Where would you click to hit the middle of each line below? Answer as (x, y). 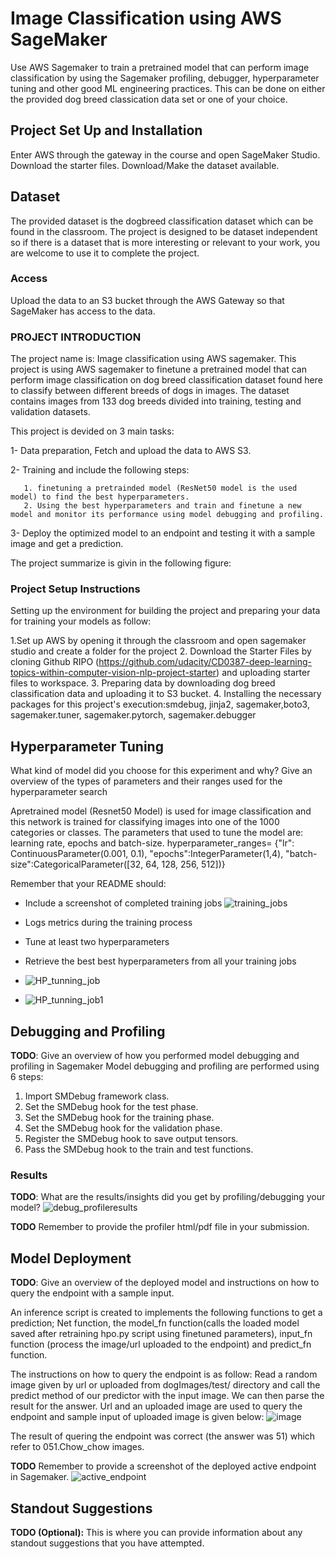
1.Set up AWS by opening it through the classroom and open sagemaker (158, 641)
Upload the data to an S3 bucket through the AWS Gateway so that (147, 300)
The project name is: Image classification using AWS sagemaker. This (153, 359)
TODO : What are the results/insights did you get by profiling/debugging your (168, 1197)
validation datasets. (50, 412)
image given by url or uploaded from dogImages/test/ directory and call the (165, 1385)
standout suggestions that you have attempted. (107, 1543)
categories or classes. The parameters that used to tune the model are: (157, 833)
